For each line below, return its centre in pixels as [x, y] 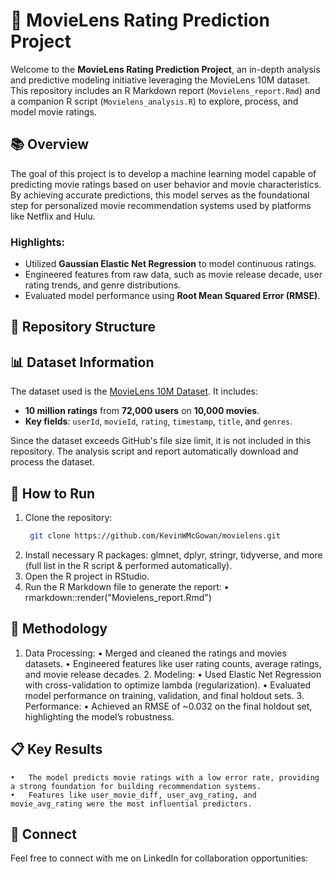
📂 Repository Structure [83, 327]
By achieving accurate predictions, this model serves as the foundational [160, 195]
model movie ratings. [53, 111]
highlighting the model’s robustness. [99, 716]
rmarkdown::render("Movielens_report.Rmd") [118, 597]
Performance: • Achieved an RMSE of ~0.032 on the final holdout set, [168, 706]
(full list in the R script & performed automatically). [128, 565]
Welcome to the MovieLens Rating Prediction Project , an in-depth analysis [165, 69]
